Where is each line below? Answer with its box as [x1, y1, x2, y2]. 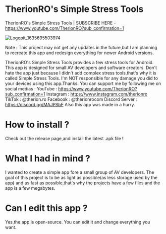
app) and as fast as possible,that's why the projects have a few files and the [5, 180, 161, 186]
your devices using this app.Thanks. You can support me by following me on [5, 80, 161, 86]
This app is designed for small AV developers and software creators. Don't [5, 65, 157, 71]
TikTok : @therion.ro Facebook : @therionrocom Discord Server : [5, 96, 138, 102]
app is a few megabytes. [5, 185, 55, 191]
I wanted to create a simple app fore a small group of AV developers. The [5, 169, 155, 175]
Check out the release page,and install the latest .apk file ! [5, 135, 124, 141]
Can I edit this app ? [5, 203, 88, 214]
